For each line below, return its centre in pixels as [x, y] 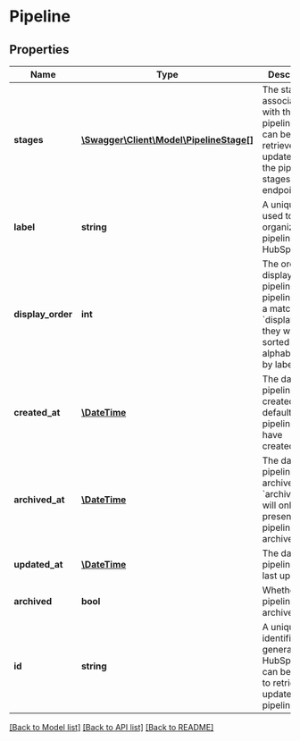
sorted [276, 342]
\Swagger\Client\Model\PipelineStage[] [167, 140]
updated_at [38, 564]
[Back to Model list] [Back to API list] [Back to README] [112, 727]
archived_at [39, 500]
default [277, 413]
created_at [37, 413]
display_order [43, 314]
